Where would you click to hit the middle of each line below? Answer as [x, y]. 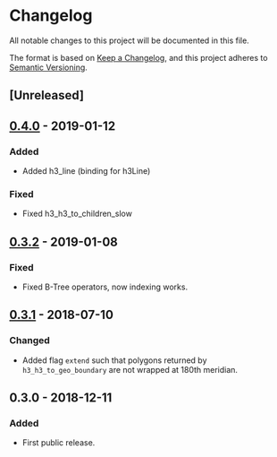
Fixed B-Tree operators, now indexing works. [105, 287]
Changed [30, 341]
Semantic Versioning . [48, 67]
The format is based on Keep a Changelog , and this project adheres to [138, 57]
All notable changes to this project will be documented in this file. [130, 40]
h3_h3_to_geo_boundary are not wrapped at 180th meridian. [130, 369]
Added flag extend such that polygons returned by [114, 360]
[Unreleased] [47, 95]
